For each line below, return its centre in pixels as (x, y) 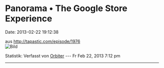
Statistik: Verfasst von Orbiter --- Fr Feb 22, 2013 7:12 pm (63, 55)
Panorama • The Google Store (66, 8)
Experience (29, 19)
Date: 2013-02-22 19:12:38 (32, 32)
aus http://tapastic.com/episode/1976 (43, 41)
